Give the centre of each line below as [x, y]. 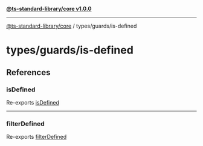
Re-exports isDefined [33, 102]
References [28, 72]
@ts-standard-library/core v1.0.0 [49, 9]
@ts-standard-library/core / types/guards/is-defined [72, 26]
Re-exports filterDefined [37, 137]
